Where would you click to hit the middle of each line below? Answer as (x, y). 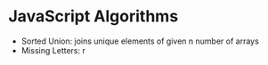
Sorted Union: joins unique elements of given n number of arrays (140, 41)
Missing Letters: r (53, 50)
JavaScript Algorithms (93, 16)
